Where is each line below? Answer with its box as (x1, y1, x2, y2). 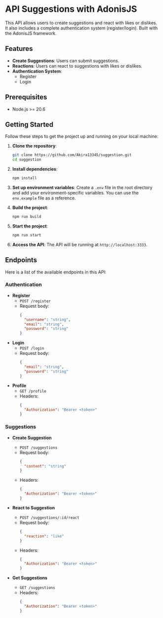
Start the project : (12, 223, 48, 229)
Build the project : (12, 205, 48, 210)
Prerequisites (5, 93, 47, 102)
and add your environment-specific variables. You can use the (12, 190, 139, 195)
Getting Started (5, 120, 54, 129)
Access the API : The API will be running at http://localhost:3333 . (12, 241, 148, 247)
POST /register (19, 299, 51, 304)
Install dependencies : (12, 166, 58, 172)
